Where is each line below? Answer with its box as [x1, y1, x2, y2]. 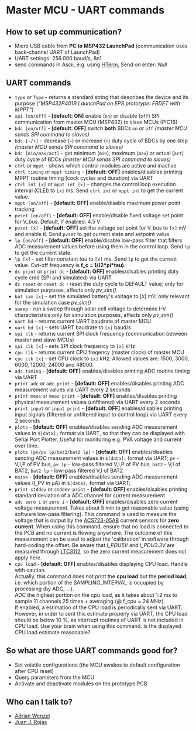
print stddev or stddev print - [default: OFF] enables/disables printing [14, 486, 188, 493]
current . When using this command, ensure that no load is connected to [14, 522, 189, 530]
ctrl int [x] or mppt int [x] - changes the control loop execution [14, 180, 176, 187]
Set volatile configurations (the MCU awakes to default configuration [14, 661, 180, 668]
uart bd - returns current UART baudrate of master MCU [14, 317, 152, 324]
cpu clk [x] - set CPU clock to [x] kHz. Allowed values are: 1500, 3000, [14, 355, 190, 362]
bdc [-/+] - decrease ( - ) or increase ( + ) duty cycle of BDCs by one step [14, 137, 188, 144]
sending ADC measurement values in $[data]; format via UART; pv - [14, 455, 180, 462]
